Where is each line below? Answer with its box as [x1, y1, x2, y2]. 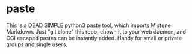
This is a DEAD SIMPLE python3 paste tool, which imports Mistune [6, 22, 171, 29]
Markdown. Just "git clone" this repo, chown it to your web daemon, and [6, 28, 187, 35]
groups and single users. [6, 41, 68, 48]
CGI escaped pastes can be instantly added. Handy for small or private [6, 34, 182, 41]
